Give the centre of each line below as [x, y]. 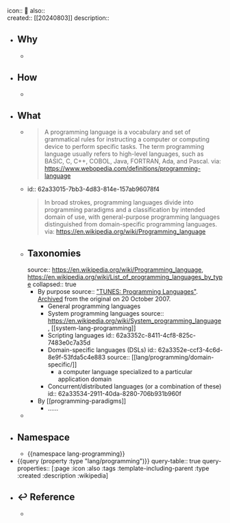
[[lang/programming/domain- [172, 358]
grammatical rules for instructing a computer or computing [127, 139]
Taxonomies [54, 253]
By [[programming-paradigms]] [82, 401]
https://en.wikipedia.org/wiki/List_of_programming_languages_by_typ [125, 277]
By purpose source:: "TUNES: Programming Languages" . [118, 292]
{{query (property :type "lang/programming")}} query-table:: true [109, 461]
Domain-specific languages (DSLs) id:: [102, 350]
